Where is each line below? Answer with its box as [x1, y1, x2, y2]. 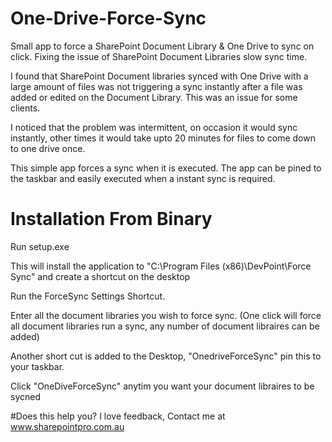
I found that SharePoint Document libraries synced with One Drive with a [10, 70, 309, 82]
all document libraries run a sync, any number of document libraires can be [10, 320, 320, 332]
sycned [10, 390, 41, 402]
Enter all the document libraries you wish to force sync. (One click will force [10, 309, 322, 321]
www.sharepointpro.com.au [10, 420, 125, 432]
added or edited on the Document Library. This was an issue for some [10, 91, 298, 103]
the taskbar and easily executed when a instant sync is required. [10, 172, 276, 184]
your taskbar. [10, 360, 65, 372]
